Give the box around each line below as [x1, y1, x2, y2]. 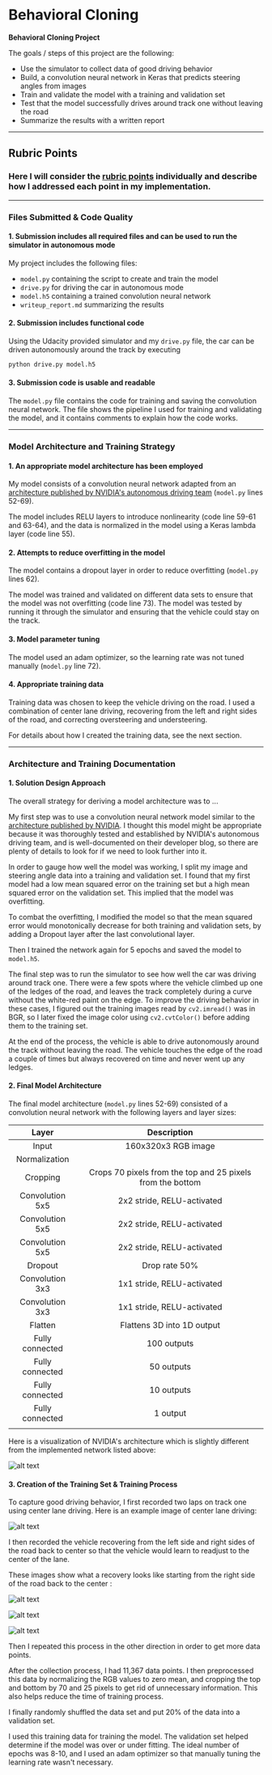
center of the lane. [8, 1555, 70, 1564]
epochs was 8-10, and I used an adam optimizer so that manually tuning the [8, 1749, 261, 1759]
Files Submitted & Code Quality [8, 211, 134, 223]
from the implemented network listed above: [8, 1445, 156, 1455]
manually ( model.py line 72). [8, 661, 101, 670]
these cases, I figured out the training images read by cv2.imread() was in [8, 1003, 256, 1013]
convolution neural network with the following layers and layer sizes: [8, 1108, 237, 1117]
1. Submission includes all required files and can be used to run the [8, 232, 237, 241]
